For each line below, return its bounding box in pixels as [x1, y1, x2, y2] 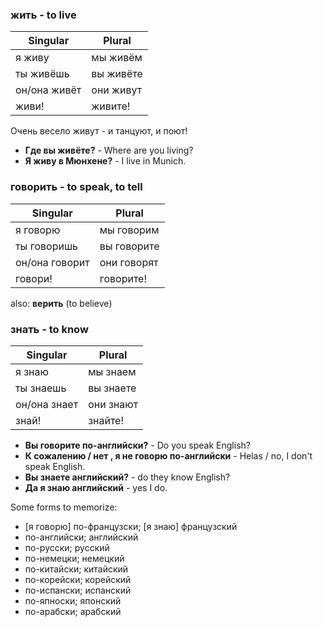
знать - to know [10, 322, 89, 336]
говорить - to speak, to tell [10, 180, 143, 194]
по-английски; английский [24, 531, 139, 543]
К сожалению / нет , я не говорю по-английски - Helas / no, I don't [24, 449, 313, 462]
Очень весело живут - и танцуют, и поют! [10, 125, 188, 137]
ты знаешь [15, 381, 67, 395]
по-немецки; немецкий [24, 552, 125, 564]
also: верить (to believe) [10, 297, 113, 309]
